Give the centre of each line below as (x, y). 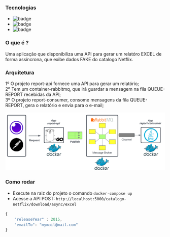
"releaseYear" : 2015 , (38, 219)
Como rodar (20, 182)
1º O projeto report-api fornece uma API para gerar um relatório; (72, 84)
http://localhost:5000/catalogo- (91, 199)
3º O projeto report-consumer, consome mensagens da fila (67, 100)
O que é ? (17, 43)
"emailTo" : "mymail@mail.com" (46, 225)
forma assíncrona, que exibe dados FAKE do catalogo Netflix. (69, 59)
